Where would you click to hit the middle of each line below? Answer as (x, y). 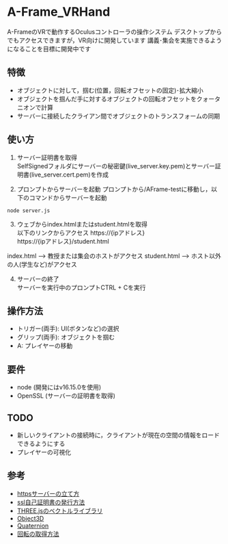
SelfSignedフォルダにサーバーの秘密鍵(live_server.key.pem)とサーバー (116, 166)
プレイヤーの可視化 (44, 452)
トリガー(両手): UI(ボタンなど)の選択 (68, 328)
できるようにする (41, 443)
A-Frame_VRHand (59, 12)
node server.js (29, 210)
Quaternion (33, 526)
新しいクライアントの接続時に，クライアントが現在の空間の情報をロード (118, 435)
